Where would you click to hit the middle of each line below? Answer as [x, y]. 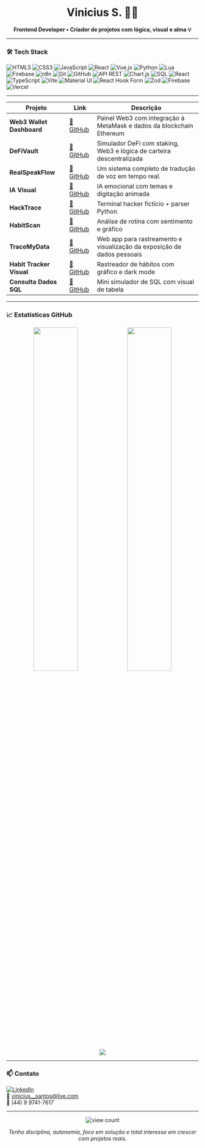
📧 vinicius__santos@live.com [42, 1096]
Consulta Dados [33, 282]
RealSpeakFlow [32, 173]
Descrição [146, 108]
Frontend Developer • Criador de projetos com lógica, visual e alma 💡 [103, 29]
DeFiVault [24, 151]
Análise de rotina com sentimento [145, 222]
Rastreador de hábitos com [135, 264]
